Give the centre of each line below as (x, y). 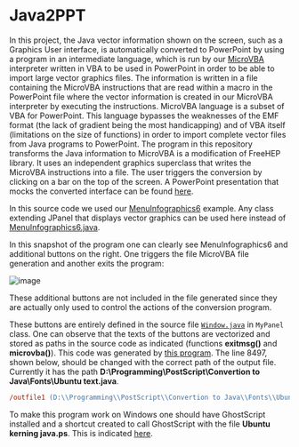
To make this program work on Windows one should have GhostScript (137, 414)
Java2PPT (48, 16)
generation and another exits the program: (87, 263)
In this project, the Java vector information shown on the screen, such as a (146, 40)
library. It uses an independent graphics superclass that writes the (130, 163)
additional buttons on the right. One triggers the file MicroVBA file (129, 253)
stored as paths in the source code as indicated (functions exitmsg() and (143, 343)
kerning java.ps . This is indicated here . (81, 433)
